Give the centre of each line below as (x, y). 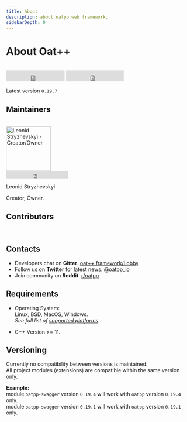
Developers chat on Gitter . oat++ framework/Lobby (77, 263)
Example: (18, 388)
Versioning (26, 350)
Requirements (32, 294)
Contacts (23, 249)
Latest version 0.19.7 (32, 91)
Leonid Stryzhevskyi (31, 187)
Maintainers (29, 109)
